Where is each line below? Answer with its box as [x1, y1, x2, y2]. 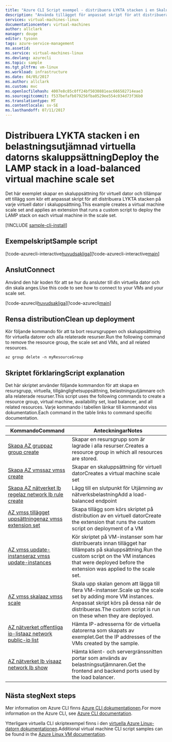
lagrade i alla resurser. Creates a [71, 442, 148, 450]
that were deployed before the [71, 559, 145, 566]
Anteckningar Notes [93, 427, 143, 434]
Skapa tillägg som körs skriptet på [71, 506, 154, 513]
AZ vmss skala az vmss [8, 593, 63, 600]
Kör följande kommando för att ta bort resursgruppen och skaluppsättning [5, 328, 161, 335]
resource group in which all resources [71, 448, 163, 456]
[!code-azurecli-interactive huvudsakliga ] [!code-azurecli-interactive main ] [5, 250, 160, 257]
